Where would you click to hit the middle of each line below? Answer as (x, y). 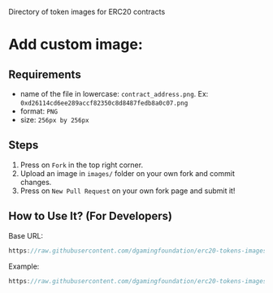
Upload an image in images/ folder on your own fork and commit (128, 173)
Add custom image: (76, 45)
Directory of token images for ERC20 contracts (87, 12)
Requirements (45, 74)
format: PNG (39, 111)
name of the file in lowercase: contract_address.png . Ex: (114, 94)
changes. (36, 182)
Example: (24, 266)
